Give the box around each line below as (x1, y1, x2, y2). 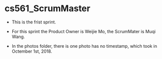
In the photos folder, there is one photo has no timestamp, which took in (11, 43, 158, 49)
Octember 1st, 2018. (11, 48, 53, 54)
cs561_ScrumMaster (4, 3, 90, 14)
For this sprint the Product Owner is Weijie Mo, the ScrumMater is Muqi (11, 28, 156, 34)
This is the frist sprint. (11, 19, 56, 25)
